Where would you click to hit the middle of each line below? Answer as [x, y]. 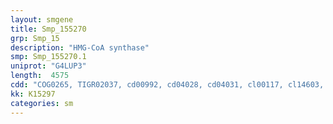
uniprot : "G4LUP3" [48, 66]
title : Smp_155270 [48, 29]
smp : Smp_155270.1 [48, 57]
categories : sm [42, 103]
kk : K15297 [33, 94]
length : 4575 [40, 76]
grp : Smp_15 [35, 38]
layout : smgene [42, 19]
